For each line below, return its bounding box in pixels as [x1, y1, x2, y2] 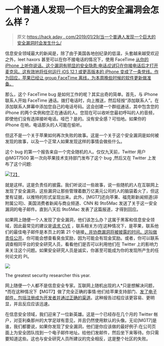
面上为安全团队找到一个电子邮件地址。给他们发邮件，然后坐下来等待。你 [5, 329, 150, 335]
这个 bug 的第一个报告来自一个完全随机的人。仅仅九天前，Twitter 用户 [5, 149, 146, 155]
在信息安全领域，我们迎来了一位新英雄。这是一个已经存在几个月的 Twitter [5, 311, 153, 317]
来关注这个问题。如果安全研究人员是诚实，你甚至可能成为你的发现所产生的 [5, 247, 155, 253]
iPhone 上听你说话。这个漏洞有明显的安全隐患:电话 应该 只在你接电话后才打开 [5, 62, 159, 69]
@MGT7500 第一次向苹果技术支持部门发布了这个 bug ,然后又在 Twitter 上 [5, 155, 152, 161]
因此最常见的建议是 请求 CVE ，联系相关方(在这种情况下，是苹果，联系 [13, 223, 155, 229]
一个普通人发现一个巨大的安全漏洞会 [5, 4, 151, 16]
